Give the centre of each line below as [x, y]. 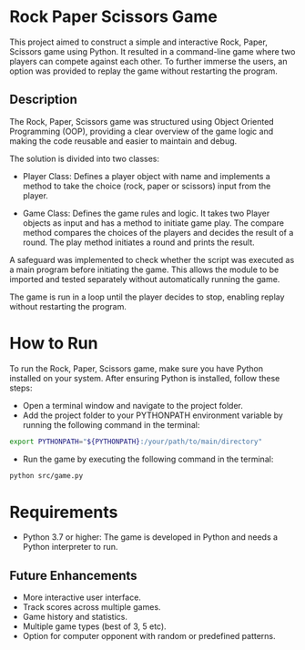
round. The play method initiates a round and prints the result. [138, 242]
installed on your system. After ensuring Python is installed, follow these [145, 378]
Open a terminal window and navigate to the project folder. [133, 405]
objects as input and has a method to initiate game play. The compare [153, 223]
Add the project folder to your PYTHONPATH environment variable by [153, 415]
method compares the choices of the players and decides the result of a [158, 232]
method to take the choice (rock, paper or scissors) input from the [147, 186]
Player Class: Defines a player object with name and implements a [146, 176]
